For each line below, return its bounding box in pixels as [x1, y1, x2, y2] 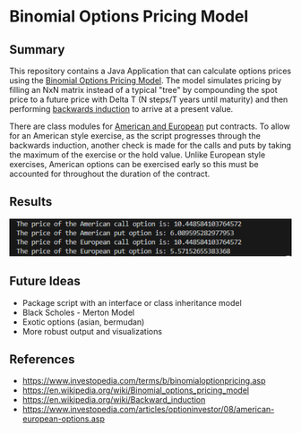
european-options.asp [21, 413, 105, 424]
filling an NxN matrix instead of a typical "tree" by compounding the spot [9, 85, 278, 95]
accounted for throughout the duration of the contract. [9, 168, 211, 179]
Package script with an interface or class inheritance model [21, 297, 242, 308]
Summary [9, 42, 65, 57]
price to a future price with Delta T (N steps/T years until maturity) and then [9, 94, 288, 105]
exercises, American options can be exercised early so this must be [9, 159, 259, 169]
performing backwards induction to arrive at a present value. [9, 104, 234, 114]
